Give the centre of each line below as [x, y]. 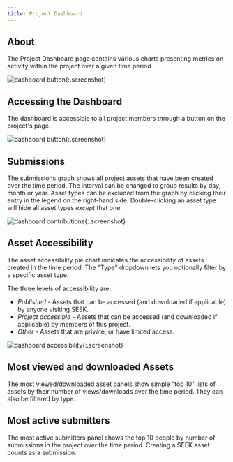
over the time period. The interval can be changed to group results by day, [114, 186]
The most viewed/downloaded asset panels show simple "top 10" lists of [112, 384]
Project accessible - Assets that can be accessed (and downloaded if [117, 316]
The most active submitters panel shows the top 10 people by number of [111, 438]
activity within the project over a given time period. [80, 66]
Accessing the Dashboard [65, 102]
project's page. [29, 126]
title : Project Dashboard [45, 14]
